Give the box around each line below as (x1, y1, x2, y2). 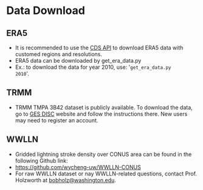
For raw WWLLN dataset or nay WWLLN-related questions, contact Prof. (15, 170, 198, 177)
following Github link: (15, 157, 68, 164)
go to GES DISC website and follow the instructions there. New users (15, 110, 188, 118)
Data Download (6, 4, 85, 18)
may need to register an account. (15, 116, 98, 124)
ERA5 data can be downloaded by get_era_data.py (15, 57, 142, 64)
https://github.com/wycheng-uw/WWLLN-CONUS (15, 163, 141, 171)
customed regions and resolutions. (15, 51, 102, 58)
